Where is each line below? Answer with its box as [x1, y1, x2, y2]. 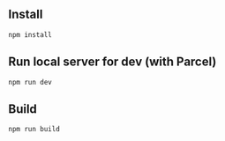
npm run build [8, 125, 61, 134]
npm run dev [8, 78, 52, 86]
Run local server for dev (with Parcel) [8, 55, 217, 70]
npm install [8, 30, 52, 39]
